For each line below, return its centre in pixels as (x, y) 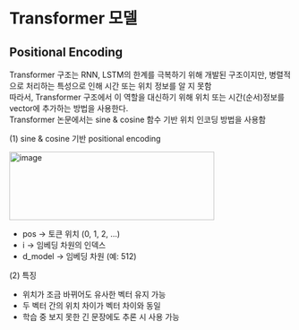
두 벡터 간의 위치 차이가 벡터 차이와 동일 (91, 305)
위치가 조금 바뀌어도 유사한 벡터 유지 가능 (94, 294)
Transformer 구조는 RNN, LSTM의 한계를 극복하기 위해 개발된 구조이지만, (138, 74)
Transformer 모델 (73, 18)
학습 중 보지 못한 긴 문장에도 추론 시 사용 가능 (101, 317)
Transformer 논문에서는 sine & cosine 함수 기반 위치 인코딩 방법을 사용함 (138, 119)
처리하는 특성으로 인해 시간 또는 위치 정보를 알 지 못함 (119, 86)
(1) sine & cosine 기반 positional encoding (85, 139)
